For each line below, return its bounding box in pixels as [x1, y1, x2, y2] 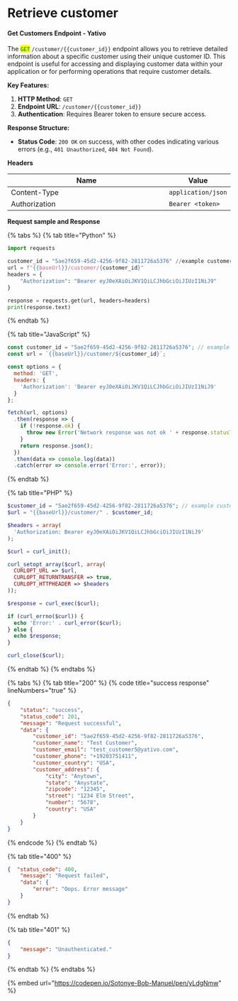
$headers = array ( [7, 522, 62, 529]
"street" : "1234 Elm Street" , [45, 792, 135, 800]
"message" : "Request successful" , [20, 720, 122, 727]
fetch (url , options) [7, 409, 69, 416]
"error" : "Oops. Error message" [33, 886, 129, 893]
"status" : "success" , [20, 706, 84, 713]
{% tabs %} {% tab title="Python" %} [7, 231, 116, 239]
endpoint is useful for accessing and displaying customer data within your [7, 60, 223, 68]
